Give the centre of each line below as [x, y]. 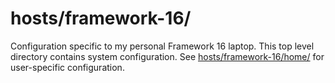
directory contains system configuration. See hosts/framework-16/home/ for [167, 56]
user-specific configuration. [67, 67]
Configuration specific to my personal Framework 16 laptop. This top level [162, 46]
